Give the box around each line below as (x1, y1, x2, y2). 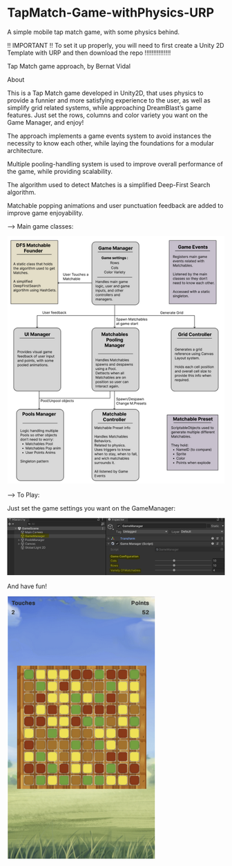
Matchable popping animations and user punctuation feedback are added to (7, 201, 224, 209)
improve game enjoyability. (7, 209, 84, 217)
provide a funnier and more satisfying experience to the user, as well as (7, 96, 211, 105)
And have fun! (7, 582, 47, 590)
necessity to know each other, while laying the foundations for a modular (7, 139, 214, 147)
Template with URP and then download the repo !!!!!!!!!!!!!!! (7, 48, 171, 57)
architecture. (7, 146, 43, 154)
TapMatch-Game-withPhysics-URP (7, 5, 215, 21)
